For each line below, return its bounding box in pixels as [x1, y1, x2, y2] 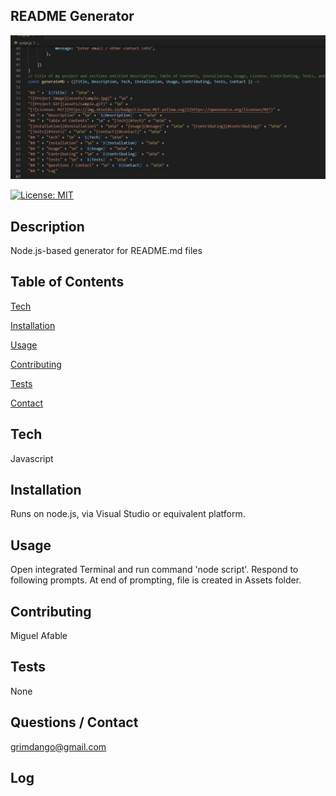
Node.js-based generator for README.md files [10, 244, 203, 256]
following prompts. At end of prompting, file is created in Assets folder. [10, 574, 302, 586]
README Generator [10, 8, 135, 25]
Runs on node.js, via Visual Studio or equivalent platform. [10, 508, 246, 520]
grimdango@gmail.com [10, 740, 107, 753]
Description [10, 218, 85, 235]
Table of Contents [10, 274, 125, 291]
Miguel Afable [10, 630, 68, 642]
